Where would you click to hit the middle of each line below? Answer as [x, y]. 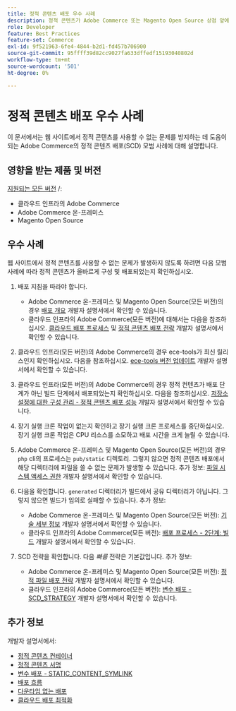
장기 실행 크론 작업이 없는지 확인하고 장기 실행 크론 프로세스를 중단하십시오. [121, 426]
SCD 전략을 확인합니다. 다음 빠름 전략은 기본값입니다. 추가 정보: [105, 557]
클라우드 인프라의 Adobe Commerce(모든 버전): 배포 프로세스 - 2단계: [125, 533]
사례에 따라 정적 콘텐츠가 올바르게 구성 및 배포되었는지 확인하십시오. [100, 272]
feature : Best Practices [44, 34]
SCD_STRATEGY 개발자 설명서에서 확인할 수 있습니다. [103, 598]
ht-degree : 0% [28, 73]
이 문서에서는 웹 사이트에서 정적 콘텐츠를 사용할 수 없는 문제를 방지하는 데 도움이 [117, 137]
